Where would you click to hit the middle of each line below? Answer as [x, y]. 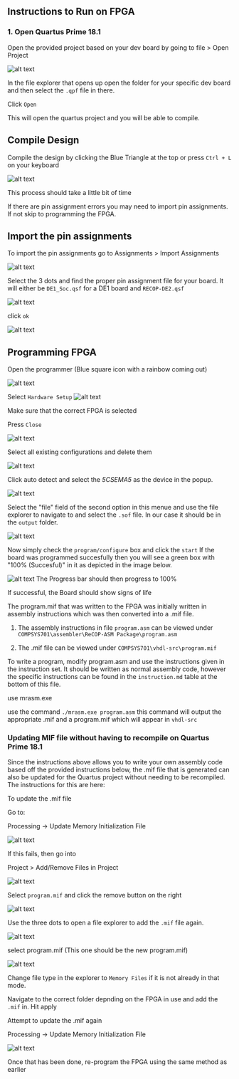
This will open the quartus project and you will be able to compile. [104, 117]
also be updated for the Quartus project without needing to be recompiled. [116, 777]
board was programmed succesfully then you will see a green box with [111, 557]
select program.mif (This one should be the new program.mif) [98, 950]
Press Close [25, 425]
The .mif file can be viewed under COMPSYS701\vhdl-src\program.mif [117, 648]
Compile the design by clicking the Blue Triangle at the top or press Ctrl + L [119, 157]
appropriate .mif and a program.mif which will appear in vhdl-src [102, 720]
